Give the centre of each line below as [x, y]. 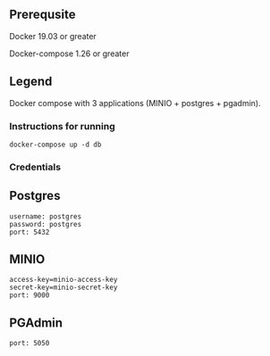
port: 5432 [30, 232]
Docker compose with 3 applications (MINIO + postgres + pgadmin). [135, 103]
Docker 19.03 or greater [53, 36]
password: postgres [46, 224]
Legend [31, 82]
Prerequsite [42, 15]
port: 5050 [30, 344]
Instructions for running [62, 126]
